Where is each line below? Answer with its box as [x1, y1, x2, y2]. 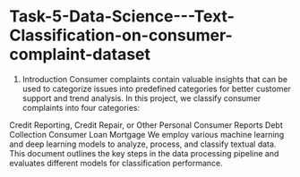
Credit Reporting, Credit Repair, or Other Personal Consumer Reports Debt [9, 119, 284, 131]
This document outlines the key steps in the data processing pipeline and [9, 147, 279, 158]
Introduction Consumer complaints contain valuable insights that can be [21, 73, 288, 84]
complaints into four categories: [21, 102, 141, 113]
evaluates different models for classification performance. [9, 157, 224, 168]
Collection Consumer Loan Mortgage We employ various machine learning [9, 129, 285, 139]
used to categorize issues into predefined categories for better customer [21, 83, 291, 94]
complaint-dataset [9, 45, 150, 64]
